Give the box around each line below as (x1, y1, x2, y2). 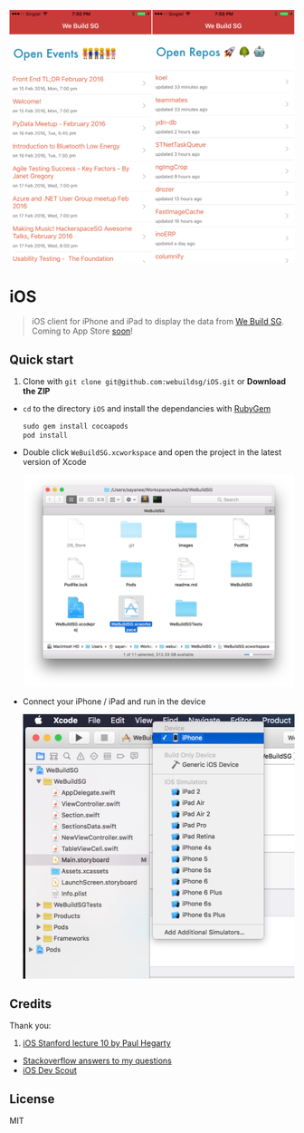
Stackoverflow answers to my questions (22, 1055, 172, 1066)
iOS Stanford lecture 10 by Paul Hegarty (22, 1038, 172, 1049)
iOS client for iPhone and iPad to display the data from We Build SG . (31, 316, 285, 327)
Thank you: (9, 1021, 52, 1031)
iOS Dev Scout (22, 1065, 77, 1076)
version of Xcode (22, 457, 88, 468)
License (9, 1091, 55, 1107)
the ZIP (22, 386, 51, 397)
